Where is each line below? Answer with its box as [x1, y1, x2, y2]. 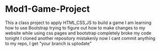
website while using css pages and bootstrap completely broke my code [5, 30, 152, 36]
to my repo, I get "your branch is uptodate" [5, 40, 92, 46]
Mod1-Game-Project [5, 3, 90, 15]
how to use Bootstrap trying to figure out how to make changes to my [5, 25, 146, 30]
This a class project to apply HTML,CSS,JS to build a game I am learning [5, 20, 152, 25]
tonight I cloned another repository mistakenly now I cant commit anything [5, 35, 156, 41]
